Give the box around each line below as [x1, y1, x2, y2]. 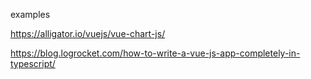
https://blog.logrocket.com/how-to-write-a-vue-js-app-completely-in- [10, 47, 301, 59]
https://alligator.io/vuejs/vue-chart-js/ [10, 28, 166, 39]
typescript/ [10, 58, 56, 69]
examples [10, 9, 51, 20]
